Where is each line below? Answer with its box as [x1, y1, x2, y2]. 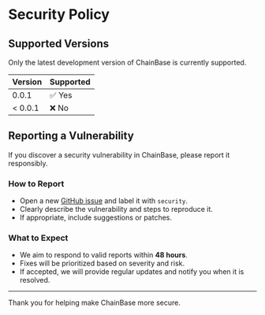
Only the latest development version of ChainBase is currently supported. [8, 57, 247, 67]
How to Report [8, 178, 65, 189]
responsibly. [8, 158, 48, 168]
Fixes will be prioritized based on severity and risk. [19, 258, 185, 269]
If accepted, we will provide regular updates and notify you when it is [19, 267, 244, 276]
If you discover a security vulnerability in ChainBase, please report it [8, 150, 230, 159]
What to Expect [8, 232, 69, 243]
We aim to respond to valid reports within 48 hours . [19, 250, 188, 260]
